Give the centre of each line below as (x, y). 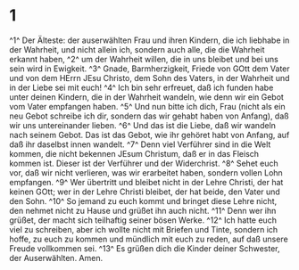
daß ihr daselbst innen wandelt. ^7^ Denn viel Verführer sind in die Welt (140, 144)
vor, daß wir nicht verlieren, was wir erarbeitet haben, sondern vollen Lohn (146, 172)
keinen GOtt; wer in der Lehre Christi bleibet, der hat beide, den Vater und (145, 192)
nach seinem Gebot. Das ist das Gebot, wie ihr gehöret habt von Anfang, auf (149, 135)
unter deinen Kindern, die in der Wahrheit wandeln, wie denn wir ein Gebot (146, 97)
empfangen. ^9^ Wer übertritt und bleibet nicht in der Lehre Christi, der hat (146, 182)
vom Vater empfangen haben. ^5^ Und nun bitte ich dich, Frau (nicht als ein (147, 106)
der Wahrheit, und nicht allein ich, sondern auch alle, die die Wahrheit (137, 49)
